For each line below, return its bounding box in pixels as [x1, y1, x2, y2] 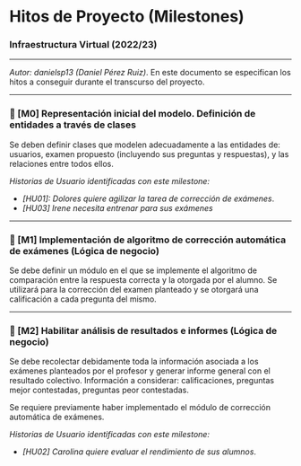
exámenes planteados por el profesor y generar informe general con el [9, 365, 271, 376]
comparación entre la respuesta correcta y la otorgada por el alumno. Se [9, 275, 278, 286]
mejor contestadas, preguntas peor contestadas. [9, 384, 190, 396]
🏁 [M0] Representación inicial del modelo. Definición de [9, 108, 256, 120]
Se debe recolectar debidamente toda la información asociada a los [9, 356, 259, 367]
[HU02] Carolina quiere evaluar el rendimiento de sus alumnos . [21, 446, 257, 457]
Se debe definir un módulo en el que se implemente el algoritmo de [9, 265, 258, 276]
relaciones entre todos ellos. [9, 158, 115, 169]
